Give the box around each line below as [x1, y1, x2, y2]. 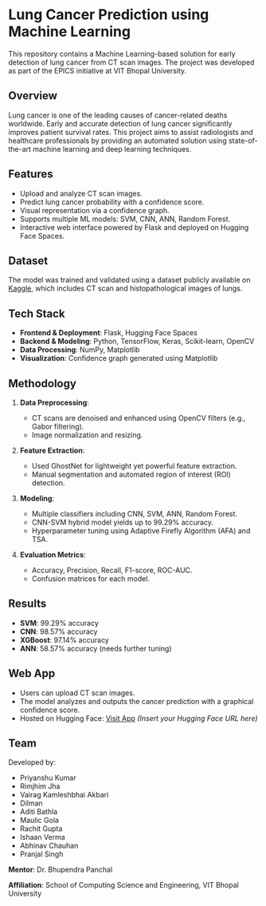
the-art [8, 144, 32, 153]
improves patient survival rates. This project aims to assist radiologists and [8, 127, 253, 136]
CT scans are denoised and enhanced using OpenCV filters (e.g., [31, 413, 246, 422]
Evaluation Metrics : [19, 550, 86, 560]
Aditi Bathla [19, 807, 58, 817]
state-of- [228, 136, 258, 145]
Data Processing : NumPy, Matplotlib [19, 345, 140, 354]
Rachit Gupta [19, 824, 63, 833]
